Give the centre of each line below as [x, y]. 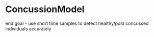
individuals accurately [28, 28]
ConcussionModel [45, 9]
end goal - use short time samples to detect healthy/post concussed [77, 23]
